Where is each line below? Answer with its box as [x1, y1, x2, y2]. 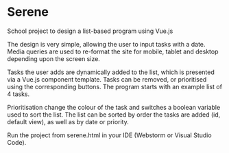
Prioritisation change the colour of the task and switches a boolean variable [7, 103, 221, 111]
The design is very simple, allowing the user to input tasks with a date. [7, 40, 206, 48]
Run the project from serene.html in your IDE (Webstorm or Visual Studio [7, 131, 212, 139]
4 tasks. [7, 90, 29, 98]
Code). [7, 138, 27, 146]
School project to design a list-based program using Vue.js [7, 27, 173, 35]
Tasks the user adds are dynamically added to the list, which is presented [7, 68, 215, 76]
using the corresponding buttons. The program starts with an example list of [7, 82, 223, 91]
